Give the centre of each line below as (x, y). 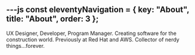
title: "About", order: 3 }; (52, 19)
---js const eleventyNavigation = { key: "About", (98, 10)
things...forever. (25, 46)
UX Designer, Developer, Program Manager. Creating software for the (92, 33)
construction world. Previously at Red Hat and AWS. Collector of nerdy (93, 39)
